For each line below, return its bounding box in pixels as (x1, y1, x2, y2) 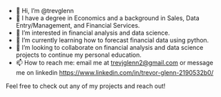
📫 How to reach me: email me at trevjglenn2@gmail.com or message (15, 59, 214, 67)
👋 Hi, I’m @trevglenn (15, 7, 75, 15)
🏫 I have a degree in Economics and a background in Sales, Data (15, 14, 200, 22)
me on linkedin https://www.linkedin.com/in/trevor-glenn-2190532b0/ (15, 69, 214, 76)
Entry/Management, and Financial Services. (15, 21, 140, 29)
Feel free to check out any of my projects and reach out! (6, 82, 166, 90)
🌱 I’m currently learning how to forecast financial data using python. (15, 36, 209, 44)
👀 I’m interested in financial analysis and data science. (15, 28, 170, 37)
